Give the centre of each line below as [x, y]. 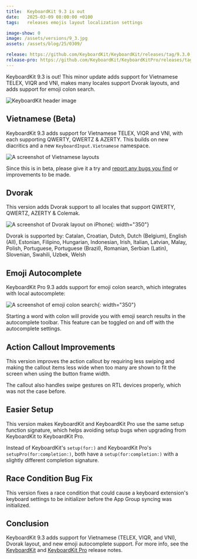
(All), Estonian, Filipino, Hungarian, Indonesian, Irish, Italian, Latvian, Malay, [97, 242]
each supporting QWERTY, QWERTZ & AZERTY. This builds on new [87, 139]
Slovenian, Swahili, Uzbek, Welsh [46, 255]
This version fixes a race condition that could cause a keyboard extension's [97, 493]
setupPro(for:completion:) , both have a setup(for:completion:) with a [92, 454]
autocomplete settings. [34, 328]
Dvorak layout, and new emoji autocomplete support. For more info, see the [97, 544]
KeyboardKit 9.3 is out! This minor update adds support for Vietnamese [92, 76]
